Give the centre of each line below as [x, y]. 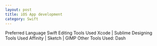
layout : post [18, 10]
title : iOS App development [34, 14]
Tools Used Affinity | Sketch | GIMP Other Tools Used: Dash [65, 38]
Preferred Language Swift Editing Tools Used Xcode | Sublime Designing [79, 33]
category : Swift [22, 19]
